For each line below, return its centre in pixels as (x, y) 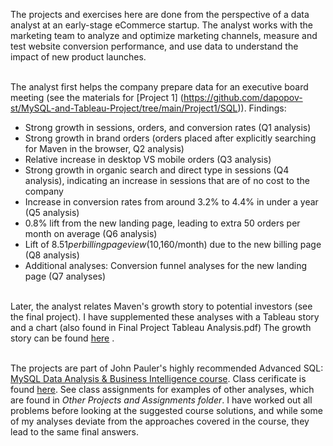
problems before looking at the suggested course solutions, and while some (167, 410)
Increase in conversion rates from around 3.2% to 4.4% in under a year (171, 202)
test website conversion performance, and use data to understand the (154, 46)
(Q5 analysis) (52, 212)
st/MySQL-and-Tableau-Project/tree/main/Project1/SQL (124, 108)
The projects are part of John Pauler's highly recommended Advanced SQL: (167, 368)
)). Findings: (262, 108)
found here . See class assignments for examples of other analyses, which (162, 389)
